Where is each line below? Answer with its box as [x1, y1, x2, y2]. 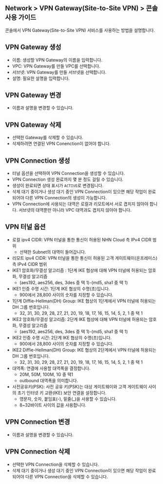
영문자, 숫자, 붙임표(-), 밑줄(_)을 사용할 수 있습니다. [19, 396, 117, 402]
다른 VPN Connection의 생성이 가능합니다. [25, 195, 107, 201]
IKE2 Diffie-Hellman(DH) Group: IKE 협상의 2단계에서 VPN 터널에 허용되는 [12, 347, 157, 353]
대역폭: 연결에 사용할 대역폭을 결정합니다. [12, 365, 91, 371]
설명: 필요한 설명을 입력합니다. [12, 75, 70, 81]
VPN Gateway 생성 [5, 43, 61, 51]
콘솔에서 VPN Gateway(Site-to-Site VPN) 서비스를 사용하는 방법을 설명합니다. [5, 27, 155, 33]
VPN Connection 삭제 [5, 447, 70, 456]
